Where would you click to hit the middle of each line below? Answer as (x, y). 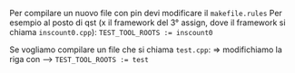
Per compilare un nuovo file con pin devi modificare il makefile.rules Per (146, 13)
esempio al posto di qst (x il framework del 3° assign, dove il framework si (147, 23)
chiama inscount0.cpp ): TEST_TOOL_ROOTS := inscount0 (111, 32)
